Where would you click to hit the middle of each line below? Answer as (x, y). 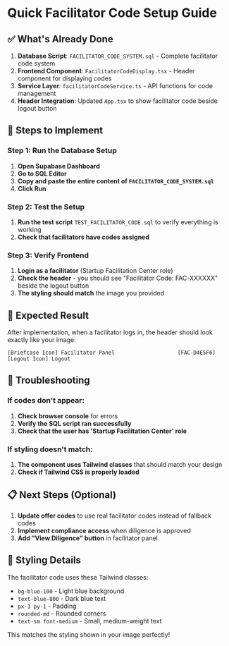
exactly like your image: (42, 340)
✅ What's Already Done (61, 39)
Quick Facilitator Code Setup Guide (112, 13)
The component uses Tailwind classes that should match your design (120, 465)
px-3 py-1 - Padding (47, 606)
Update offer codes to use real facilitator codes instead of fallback (114, 516)
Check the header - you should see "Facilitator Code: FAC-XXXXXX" (118, 278)
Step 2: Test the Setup (46, 207)
